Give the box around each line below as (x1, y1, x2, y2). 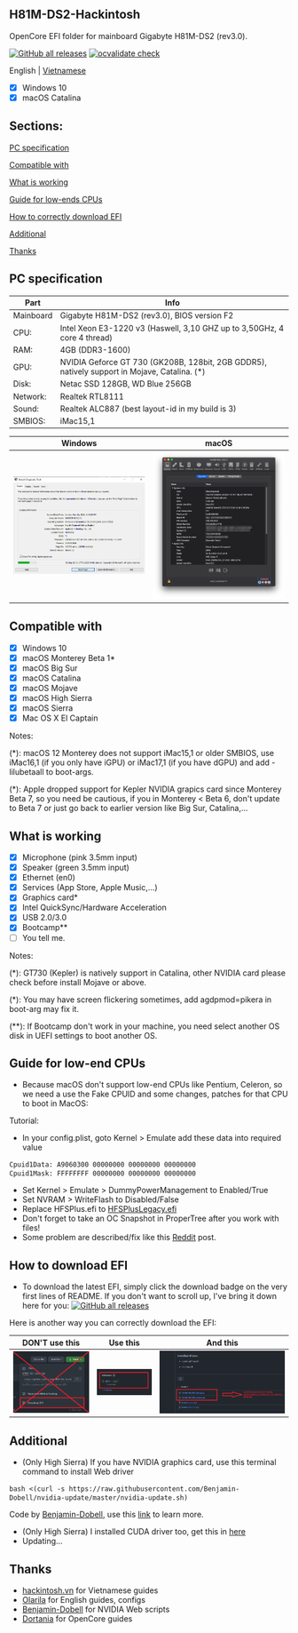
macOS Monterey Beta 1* (21, 652, 115, 663)
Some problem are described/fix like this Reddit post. (21, 1232, 217, 1243)
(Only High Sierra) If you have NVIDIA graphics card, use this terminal (21, 1457, 277, 1468)
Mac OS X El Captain (21, 713, 98, 723)
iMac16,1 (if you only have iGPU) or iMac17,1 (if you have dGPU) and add (9, 757, 271, 768)
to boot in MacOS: (21, 1098, 89, 1109)
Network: (12, 391, 47, 402)
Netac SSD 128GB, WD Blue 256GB (59, 378, 192, 389)
